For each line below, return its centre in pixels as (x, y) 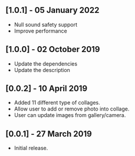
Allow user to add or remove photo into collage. (72, 109)
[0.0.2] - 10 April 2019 (47, 89)
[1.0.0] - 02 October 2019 (53, 49)
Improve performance (40, 31)
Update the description (42, 70)
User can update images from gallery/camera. (70, 115)
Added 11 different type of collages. (57, 103)
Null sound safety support (46, 24)
